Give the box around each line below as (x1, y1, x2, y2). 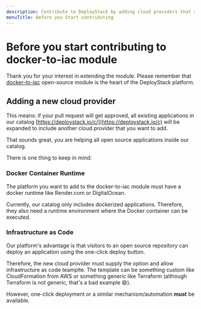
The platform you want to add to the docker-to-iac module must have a (6, 183, 181, 190)
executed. (6, 213, 31, 221)
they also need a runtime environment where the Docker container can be (6, 207, 188, 214)
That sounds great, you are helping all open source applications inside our (6, 136, 189, 143)
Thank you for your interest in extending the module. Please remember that (6, 72, 191, 79)
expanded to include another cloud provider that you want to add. (6, 125, 168, 132)
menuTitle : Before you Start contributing (6, 14, 114, 20)
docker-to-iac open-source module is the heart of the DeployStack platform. (6, 79, 195, 86)
